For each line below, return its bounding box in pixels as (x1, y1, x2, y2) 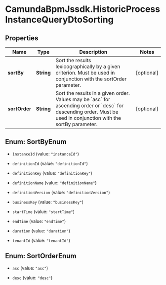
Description (79, 49, 108, 55)
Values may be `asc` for (55, 96, 110, 103)
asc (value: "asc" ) (12, 265, 48, 271)
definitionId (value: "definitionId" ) (12, 160, 88, 166)
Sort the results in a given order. (55, 90, 130, 96)
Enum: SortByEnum (5, 138, 67, 146)
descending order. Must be (55, 108, 119, 115)
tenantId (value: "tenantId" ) (12, 237, 71, 243)
